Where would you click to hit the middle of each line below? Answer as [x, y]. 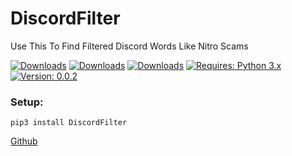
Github [24, 141]
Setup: [27, 102]
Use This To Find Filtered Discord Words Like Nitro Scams [129, 46]
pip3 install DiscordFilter [69, 123]
